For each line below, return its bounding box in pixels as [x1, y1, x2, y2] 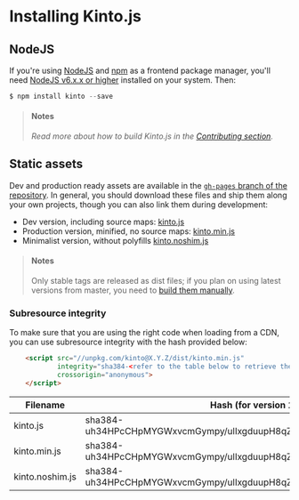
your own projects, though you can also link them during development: [9, 198, 269, 210]
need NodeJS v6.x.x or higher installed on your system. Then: [9, 75, 236, 85]
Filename [25, 399, 65, 411]
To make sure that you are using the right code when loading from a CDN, [9, 327, 280, 338]
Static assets [9, 157, 83, 172]
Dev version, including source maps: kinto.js [21, 216, 185, 227]
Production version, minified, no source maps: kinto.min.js [21, 225, 236, 237]
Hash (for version [210, 399, 287, 411]
